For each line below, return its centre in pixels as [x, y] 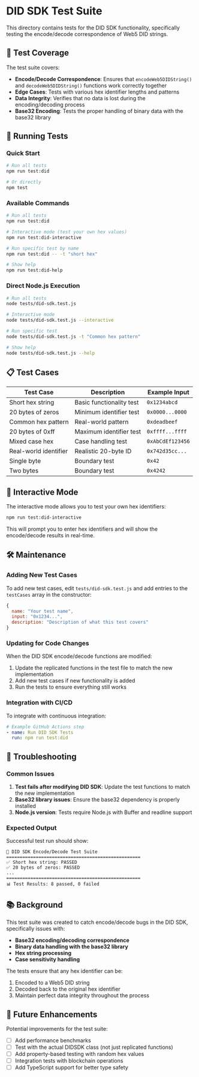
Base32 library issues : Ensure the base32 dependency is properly [97, 799]
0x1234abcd [162, 403]
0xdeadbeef [162, 422]
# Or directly [24, 182]
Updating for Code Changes [48, 644]
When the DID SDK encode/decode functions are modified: [79, 656]
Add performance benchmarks [53, 1040]
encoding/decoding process [50, 104]
